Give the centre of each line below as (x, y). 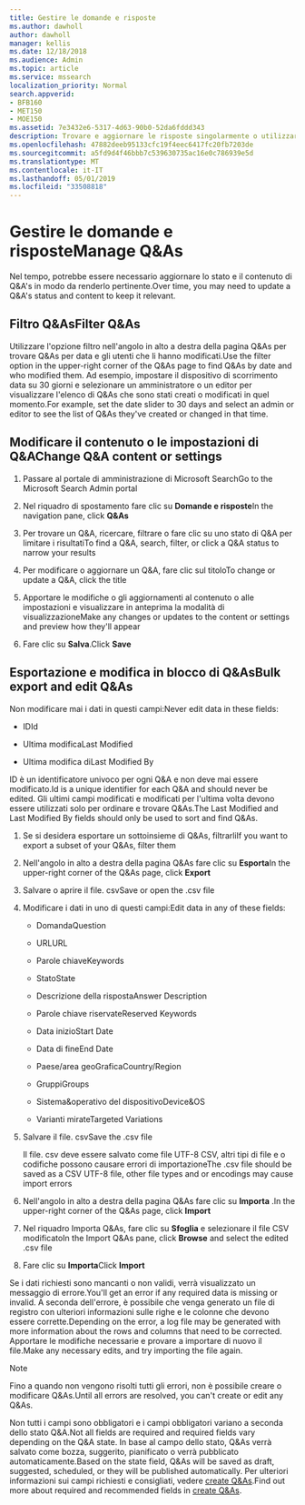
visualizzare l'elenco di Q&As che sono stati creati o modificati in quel (139, 394)
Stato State (56, 978)
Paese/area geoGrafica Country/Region (108, 1066)
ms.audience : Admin (46, 60)
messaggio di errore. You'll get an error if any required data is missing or (144, 1292)
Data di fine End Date (74, 1048)
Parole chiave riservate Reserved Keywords (116, 1013)
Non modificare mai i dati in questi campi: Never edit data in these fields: (144, 708)
